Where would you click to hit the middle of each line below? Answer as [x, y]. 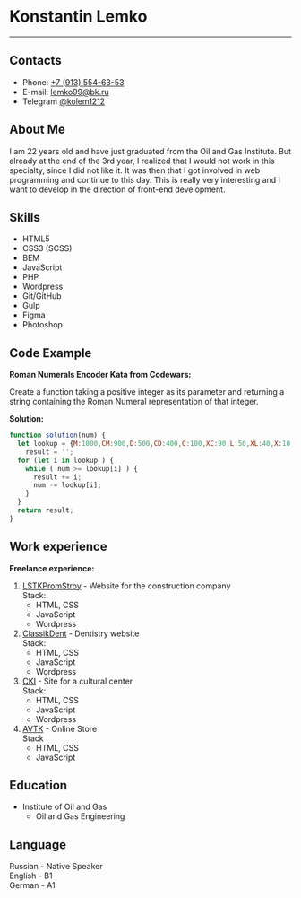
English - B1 [31, 876]
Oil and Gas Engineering [80, 816]
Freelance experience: [52, 568]
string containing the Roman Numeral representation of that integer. [134, 402]
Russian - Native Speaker [56, 867]
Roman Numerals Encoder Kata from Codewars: [100, 375]
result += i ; [57, 477]
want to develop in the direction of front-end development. [117, 189]
